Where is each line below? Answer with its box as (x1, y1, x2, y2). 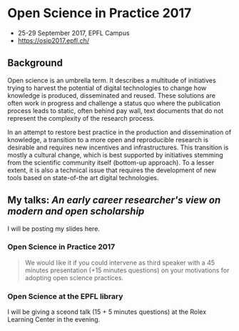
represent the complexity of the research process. (7, 114, 155, 122)
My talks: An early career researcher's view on (7, 194, 221, 207)
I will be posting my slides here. (7, 224, 100, 233)
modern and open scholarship (7, 205, 145, 217)
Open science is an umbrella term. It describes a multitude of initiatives (7, 76, 216, 84)
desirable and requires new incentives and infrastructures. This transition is (7, 143, 229, 152)
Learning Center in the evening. (7, 315, 101, 324)
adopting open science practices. (24, 273, 123, 282)
